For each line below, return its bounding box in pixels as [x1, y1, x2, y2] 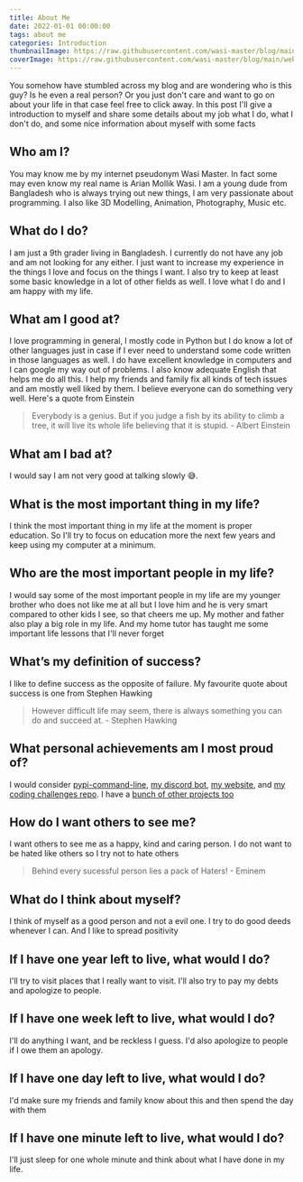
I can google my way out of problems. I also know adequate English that [9, 365, 277, 375]
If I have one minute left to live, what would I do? [9, 1130, 285, 1146]
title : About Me [9, 13, 70, 23]
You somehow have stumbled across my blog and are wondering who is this [9, 80, 292, 90]
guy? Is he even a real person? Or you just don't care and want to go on [9, 89, 275, 100]
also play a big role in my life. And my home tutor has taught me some [9, 618, 269, 629]
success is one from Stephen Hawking [9, 688, 153, 698]
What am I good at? [9, 312, 120, 328]
